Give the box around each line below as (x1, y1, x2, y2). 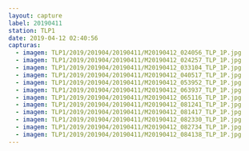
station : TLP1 (8, 26, 56, 34)
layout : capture (8, 11, 62, 20)
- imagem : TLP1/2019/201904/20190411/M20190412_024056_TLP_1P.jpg (15, 49, 242, 57)
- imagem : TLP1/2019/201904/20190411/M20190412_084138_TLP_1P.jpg (15, 130, 242, 138)
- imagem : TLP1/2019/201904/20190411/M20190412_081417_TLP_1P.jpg (15, 109, 242, 117)
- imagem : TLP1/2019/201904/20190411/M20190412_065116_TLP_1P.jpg (15, 93, 242, 101)
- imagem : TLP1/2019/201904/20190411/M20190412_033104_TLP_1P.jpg (15, 64, 242, 72)
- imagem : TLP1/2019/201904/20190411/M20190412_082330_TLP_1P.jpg (15, 116, 242, 124)
